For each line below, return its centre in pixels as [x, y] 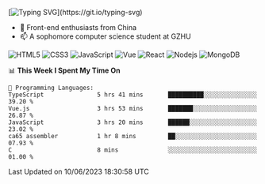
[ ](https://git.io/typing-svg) [75, 12]
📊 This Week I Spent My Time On [64, 70]
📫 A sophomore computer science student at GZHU [106, 36]
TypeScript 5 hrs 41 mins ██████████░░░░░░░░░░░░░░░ [133, 95]
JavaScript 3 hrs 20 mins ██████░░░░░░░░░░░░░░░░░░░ [133, 122]
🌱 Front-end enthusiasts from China [78, 27]
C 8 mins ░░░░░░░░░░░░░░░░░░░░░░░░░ [133, 150]
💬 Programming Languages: [51, 88]
